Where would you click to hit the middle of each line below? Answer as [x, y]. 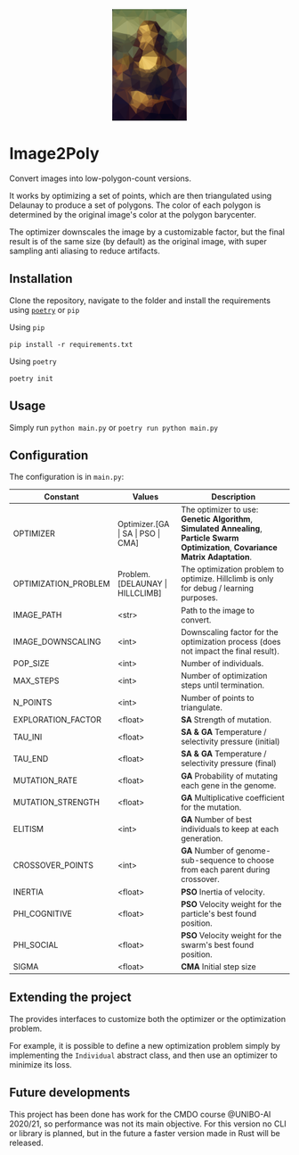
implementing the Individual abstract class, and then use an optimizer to [143, 1055]
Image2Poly [54, 154]
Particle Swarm [210, 538]
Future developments [70, 1093]
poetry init [31, 378]
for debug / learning [218, 589]
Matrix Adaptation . [216, 557]
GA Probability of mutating [230, 776]
